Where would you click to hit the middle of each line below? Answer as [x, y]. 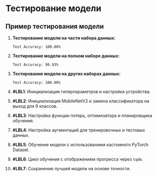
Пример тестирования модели [55, 26]
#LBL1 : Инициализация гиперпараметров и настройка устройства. [81, 92]
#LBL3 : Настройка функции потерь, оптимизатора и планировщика [82, 115]
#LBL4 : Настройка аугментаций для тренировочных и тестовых [79, 130]
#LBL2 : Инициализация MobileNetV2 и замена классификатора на [81, 101]
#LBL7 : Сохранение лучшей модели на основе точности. [71, 168]
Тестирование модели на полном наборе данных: [66, 56]
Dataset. [21, 150]
